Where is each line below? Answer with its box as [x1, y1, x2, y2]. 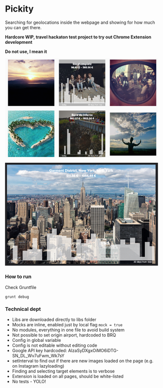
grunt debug [5, 294, 29, 299]
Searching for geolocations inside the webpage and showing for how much [5, 19, 155, 25]
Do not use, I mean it [5, 49, 47, 54]
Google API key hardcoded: [12, 347, 67, 353]
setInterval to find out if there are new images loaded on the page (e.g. [12, 358, 154, 364]
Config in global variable [12, 337, 62, 343]
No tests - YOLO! [12, 378, 46, 384]
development [5, 39, 33, 45]
